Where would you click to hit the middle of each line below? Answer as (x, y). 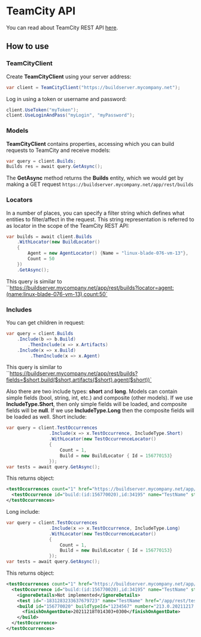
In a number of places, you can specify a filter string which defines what (95, 213)
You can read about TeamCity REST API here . (62, 28)
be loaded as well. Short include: (46, 417)
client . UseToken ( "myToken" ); (42, 110)
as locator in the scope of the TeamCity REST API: (68, 225)
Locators (19, 200)
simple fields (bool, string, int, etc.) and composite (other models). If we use (100, 398)
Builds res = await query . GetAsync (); (54, 167)
